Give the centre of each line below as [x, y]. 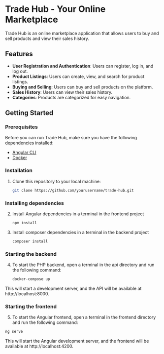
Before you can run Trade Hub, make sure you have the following [71, 138]
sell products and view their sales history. [47, 39]
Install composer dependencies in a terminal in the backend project [81, 232]
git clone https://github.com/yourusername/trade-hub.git [73, 190]
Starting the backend [31, 254]
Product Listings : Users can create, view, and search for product [78, 76]
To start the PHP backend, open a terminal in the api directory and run [83, 265]
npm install [24, 223]
